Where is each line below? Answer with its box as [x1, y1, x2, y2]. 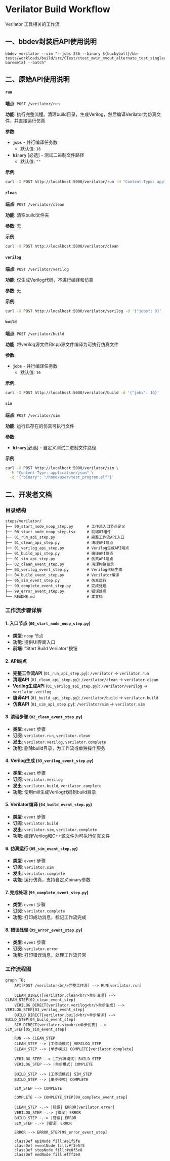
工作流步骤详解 [5, 606, 42, 614]
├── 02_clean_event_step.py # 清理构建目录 [5, 562, 114, 567]
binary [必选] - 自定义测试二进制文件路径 [12, 444, 97, 450]
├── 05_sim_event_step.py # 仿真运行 [5, 578, 107, 583]
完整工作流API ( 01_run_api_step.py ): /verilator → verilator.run [12, 670, 149, 677]
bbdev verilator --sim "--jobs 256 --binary [5, 51, 101, 56]
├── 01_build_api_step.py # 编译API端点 [5, 551, 114, 556]
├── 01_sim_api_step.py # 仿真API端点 [5, 556, 114, 561]
